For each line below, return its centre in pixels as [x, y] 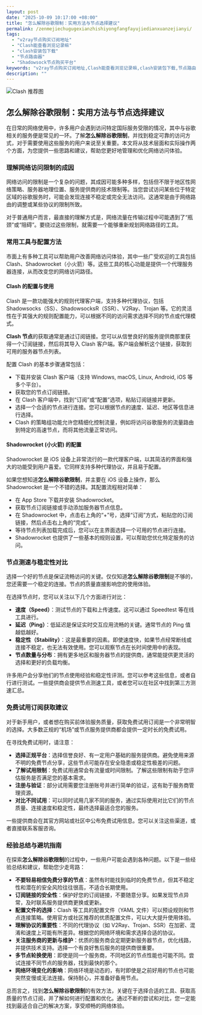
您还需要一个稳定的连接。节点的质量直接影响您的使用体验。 [80, 584]
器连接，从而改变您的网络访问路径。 [51, 271]
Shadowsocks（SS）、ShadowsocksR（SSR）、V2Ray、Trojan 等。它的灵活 [99, 308]
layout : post [23, 12]
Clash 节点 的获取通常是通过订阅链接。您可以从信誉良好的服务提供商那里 [96, 336]
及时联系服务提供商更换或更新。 [65, 902]
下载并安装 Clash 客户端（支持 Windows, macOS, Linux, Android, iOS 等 [104, 377]
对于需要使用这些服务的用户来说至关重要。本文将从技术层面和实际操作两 [106, 143]
